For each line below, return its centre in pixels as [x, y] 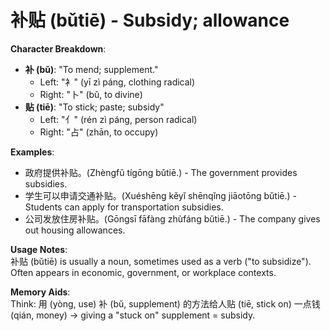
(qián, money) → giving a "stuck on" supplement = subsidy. [133, 315]
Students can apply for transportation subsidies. [124, 207]
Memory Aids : [40, 292]
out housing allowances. [75, 230]
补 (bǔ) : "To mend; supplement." [91, 69]
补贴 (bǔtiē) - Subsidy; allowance [150, 20]
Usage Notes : [39, 249]
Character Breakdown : [58, 48]
